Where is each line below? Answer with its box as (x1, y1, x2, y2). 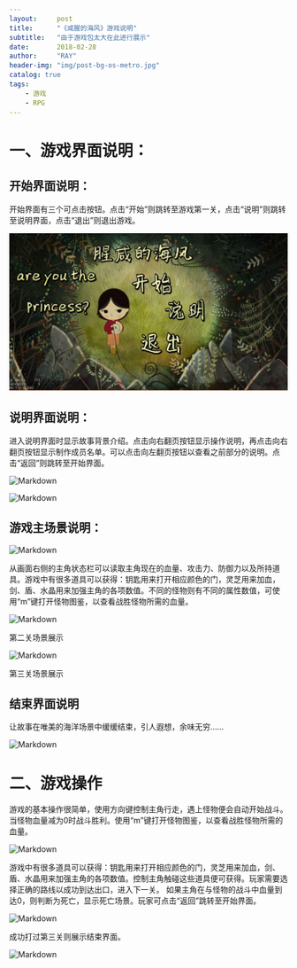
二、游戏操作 (9, 773, 103, 793)
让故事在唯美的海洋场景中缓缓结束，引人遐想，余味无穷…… (9, 722, 225, 732)
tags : (9, 80, 29, 89)
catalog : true (9, 71, 62, 80)
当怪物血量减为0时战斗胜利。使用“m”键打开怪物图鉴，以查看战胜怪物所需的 (9, 816, 284, 826)
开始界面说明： (9, 178, 91, 194)
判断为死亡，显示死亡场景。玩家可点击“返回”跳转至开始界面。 (36, 895, 262, 906)
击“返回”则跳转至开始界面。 (9, 457, 110, 468)
